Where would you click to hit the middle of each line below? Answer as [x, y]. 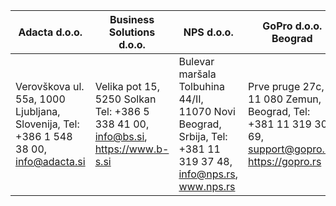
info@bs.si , [121, 136]
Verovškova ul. [50, 86]
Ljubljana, [38, 111]
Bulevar [196, 61]
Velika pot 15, [127, 86]
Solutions [132, 32]
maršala [197, 74]
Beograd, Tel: [279, 111]
